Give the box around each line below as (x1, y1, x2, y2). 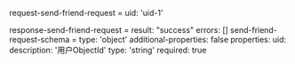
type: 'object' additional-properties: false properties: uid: (78, 35, 287, 44)
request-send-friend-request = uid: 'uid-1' (9, 8, 163, 18)
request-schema (9, 35, 70, 44)
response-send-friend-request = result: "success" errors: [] (9, 25, 228, 35)
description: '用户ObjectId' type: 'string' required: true (9, 44, 207, 55)
